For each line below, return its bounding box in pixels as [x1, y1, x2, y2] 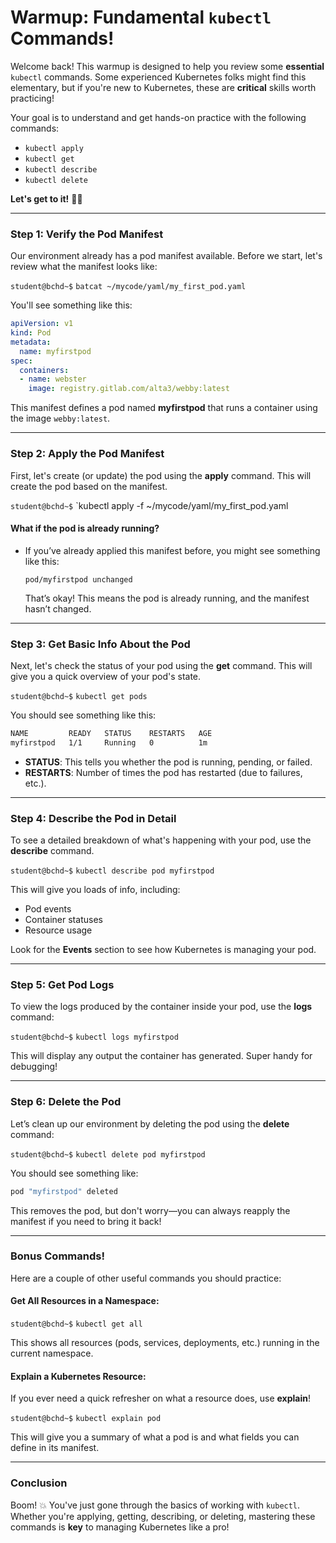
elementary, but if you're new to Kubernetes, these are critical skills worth [10, 81, 317, 93]
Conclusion [10, 1476, 68, 1490]
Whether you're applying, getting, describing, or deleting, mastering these [10, 1510, 316, 1522]
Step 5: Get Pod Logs [10, 978, 115, 991]
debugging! [10, 1061, 58, 1073]
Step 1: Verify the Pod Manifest [10, 227, 164, 241]
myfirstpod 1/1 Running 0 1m [10, 737, 208, 748]
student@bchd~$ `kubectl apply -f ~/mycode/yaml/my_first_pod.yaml [10, 499, 289, 511]
